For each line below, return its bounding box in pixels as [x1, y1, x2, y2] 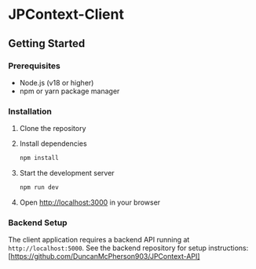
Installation [8, 106, 53, 117]
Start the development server [19, 169, 115, 178]
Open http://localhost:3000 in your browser [19, 198, 161, 207]
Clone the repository [19, 124, 86, 133]
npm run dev [19, 184, 59, 191]
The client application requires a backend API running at [8, 235, 190, 245]
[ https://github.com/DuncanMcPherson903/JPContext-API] [8, 252, 200, 261]
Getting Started [8, 37, 86, 50]
